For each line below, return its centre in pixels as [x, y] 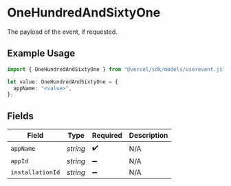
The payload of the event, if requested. [63, 32]
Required [107, 136]
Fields [21, 116]
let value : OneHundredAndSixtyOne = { [63, 82]
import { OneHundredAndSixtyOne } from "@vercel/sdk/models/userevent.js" [117, 69]
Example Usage [41, 53]
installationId [35, 173]
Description [148, 136]
